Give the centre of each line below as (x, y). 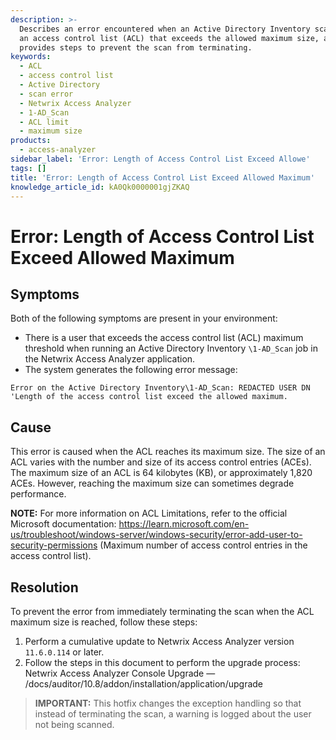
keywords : (31, 57)
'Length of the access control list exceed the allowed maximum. (149, 397)
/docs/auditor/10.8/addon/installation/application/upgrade (143, 684)
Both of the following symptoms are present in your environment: (144, 318)
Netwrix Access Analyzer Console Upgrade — (120, 673)
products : (31, 141)
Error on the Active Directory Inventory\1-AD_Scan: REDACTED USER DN (160, 388)
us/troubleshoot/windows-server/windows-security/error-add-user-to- (156, 535)
